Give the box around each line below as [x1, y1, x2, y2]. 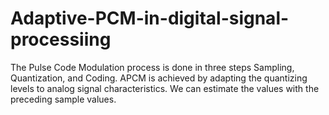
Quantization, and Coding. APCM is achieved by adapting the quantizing [10, 72, 308, 84]
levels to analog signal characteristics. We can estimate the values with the [10, 82, 320, 94]
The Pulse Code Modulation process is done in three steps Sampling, [10, 61, 295, 73]
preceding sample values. [10, 93, 117, 105]
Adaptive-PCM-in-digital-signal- [10, 7, 290, 30]
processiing [10, 28, 112, 51]
